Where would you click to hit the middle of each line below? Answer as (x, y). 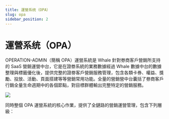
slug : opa (16, 14)
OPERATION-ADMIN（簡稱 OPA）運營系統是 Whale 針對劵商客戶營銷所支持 (83, 60)
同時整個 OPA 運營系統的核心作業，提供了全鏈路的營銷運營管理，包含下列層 (84, 105)
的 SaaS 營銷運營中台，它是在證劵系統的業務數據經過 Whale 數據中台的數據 (83, 66)
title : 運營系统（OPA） (28, 10)
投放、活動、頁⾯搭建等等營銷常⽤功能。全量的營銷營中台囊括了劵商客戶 (89, 79)
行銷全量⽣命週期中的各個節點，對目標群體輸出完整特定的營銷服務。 (76, 85)
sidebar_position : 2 (27, 19)
